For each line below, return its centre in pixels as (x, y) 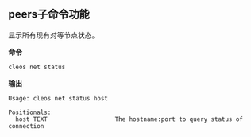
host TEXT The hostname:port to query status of (129, 119)
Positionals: (30, 112)
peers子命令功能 (49, 14)
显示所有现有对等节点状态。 (54, 35)
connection (26, 126)
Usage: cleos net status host (58, 98)
